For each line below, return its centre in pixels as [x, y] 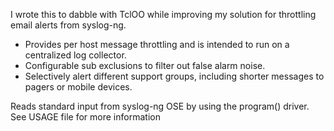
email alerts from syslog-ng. [68, 25]
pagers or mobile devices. [78, 87]
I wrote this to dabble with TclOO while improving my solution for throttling [163, 14]
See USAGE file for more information [85, 117]
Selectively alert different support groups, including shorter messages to [174, 76]
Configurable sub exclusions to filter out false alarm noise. [145, 65]
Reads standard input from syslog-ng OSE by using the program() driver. [160, 106]
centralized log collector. [75, 55]
